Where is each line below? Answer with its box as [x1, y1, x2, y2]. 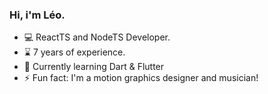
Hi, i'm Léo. [9, 8, 66, 22]
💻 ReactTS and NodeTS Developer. [23, 31, 171, 43]
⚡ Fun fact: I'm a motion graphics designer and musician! [23, 72, 259, 84]
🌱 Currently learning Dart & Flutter [23, 61, 165, 73]
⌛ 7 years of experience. [23, 46, 126, 58]
